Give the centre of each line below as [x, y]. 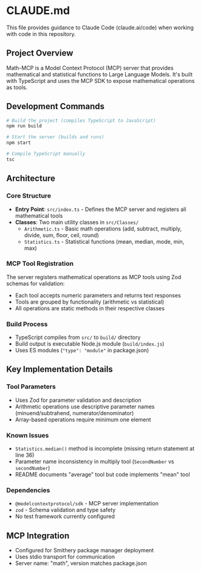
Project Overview [40, 53]
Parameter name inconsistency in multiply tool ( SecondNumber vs [94, 461]
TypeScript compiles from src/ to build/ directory [78, 337]
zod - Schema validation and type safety [65, 510]
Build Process [27, 324]
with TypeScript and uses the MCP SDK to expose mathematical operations [101, 80]
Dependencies [28, 490]
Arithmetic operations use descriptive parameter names [85, 407]
